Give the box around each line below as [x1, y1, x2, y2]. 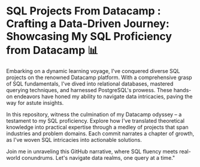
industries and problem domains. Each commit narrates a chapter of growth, [6, 130, 195, 137]
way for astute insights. [6, 99, 64, 106]
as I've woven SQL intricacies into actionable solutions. [6, 136, 142, 143]
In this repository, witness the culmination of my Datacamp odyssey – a [6, 111, 182, 118]
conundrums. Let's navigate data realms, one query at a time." [21, 154, 175, 161]
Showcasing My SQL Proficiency [6, 30, 172, 43]
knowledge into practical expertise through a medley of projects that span [6, 123, 189, 130]
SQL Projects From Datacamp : [6, 4, 161, 18]
